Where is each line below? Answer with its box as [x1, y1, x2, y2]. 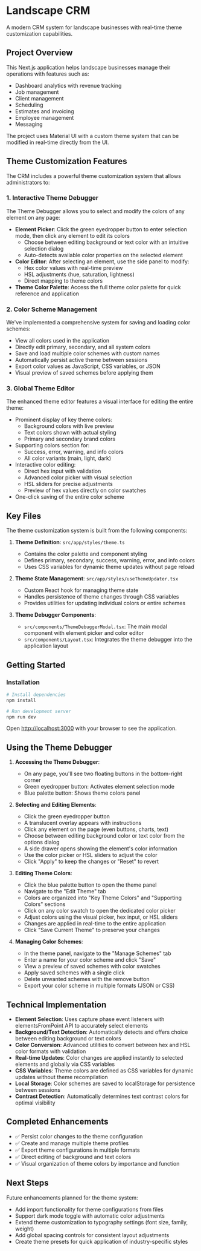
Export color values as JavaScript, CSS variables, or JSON [14, 363, 161, 370]
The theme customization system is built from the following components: [6, 527, 188, 534]
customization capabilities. [6, 30, 73, 37]
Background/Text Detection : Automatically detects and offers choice [14, 1028, 188, 1036]
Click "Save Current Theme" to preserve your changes [24, 927, 160, 934]
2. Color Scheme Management [6, 305, 98, 314]
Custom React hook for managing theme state [24, 586, 139, 594]
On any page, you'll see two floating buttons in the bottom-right [24, 770, 183, 778]
